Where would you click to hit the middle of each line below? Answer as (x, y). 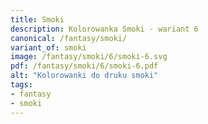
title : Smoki (37, 19)
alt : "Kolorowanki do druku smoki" (84, 76)
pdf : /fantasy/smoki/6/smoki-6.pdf (84, 66)
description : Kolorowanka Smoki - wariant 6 (104, 29)
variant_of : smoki (48, 47)
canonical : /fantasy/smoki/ (69, 38)
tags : (21, 85)
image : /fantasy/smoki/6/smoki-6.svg (89, 57)
